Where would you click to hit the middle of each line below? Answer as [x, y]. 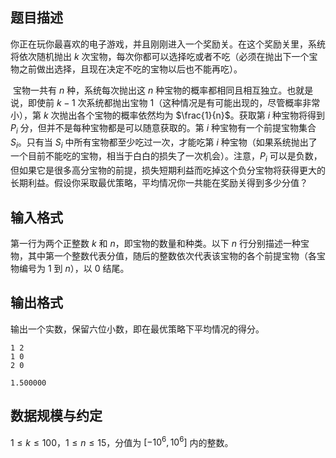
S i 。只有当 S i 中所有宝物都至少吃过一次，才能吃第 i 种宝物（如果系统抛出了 [164, 143]
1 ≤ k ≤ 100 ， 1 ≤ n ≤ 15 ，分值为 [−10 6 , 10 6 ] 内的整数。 [122, 441]
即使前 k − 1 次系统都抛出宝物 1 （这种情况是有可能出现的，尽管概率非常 [174, 102]
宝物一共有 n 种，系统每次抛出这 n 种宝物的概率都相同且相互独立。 [150, 90]
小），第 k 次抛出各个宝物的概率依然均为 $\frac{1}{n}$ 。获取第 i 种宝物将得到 [167, 115]
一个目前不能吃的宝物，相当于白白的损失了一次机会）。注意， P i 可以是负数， [166, 157]
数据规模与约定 [56, 416]
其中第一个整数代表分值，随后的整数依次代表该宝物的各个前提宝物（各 [172, 256]
